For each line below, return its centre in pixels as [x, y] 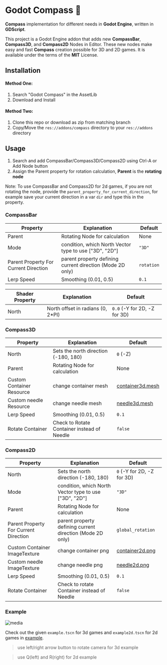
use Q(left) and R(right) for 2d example [57, 657]
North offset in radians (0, [77, 308]
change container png [83, 551]
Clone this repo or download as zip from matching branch [71, 122]
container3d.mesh [138, 386]
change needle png [80, 565]
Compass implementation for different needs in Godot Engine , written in [80, 24]
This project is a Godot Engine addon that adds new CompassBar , [73, 39]
